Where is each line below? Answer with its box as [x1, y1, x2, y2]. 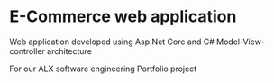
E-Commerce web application [9, 6, 237, 27]
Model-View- [215, 36, 266, 47]
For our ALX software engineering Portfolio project [9, 63, 196, 74]
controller [9, 45, 45, 56]
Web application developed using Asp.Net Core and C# [9, 36, 215, 47]
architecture [46, 45, 93, 56]
